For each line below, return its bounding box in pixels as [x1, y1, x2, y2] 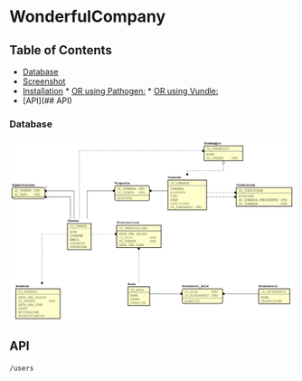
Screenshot [22, 76, 66, 87]
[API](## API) [22, 95, 72, 106]
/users [9, 364, 34, 373]
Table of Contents [9, 43, 113, 58]
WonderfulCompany [9, 6, 166, 27]
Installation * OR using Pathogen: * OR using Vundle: [22, 86, 219, 96]
